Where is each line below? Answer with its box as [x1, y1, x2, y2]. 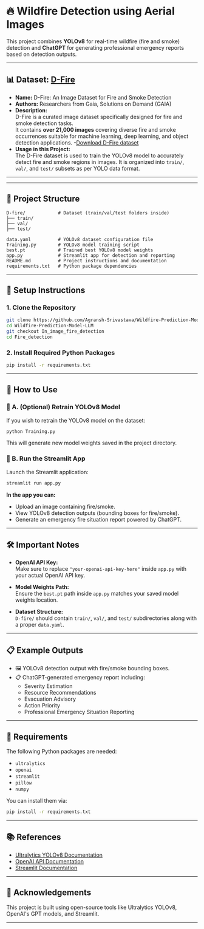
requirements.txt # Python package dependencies [6, 263, 137, 269]
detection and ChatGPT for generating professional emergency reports [6, 44, 184, 51]
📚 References [6, 832, 61, 842]
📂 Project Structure [6, 194, 80, 204]
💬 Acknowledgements [6, 888, 92, 898]
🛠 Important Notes [6, 540, 80, 550]
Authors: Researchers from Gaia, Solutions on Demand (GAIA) [15, 100, 172, 107]
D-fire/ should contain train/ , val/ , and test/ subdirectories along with [15, 614, 197, 622]
